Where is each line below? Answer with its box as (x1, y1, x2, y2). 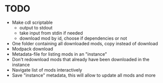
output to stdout (19, 24, 53, 30)
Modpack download (11, 46, 53, 52)
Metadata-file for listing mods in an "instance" (11, 51, 107, 57)
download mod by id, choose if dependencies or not (19, 35, 127, 41)
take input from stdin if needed (19, 30, 83, 36)
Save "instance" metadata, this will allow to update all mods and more (11, 72, 156, 78)
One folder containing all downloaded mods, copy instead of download (11, 40, 158, 46)
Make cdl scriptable (11, 19, 53, 25)
